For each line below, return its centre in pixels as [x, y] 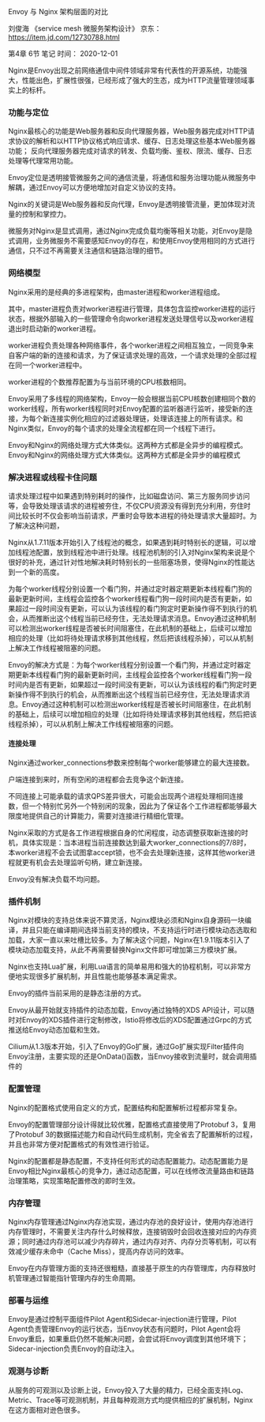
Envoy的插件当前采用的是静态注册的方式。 [77, 993]
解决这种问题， [39, 525]
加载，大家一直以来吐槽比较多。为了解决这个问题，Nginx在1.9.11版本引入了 [129, 940]
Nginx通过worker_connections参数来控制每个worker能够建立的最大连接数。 [131, 763]
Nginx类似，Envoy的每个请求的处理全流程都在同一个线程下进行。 [114, 428]
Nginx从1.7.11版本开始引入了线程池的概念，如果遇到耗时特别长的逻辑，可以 [129, 542]
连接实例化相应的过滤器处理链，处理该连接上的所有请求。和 [146, 418]
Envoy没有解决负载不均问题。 [56, 879]
